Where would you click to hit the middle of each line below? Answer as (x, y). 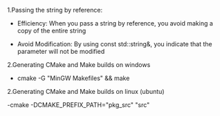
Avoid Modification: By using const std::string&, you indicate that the (114, 44)
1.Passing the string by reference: (55, 10)
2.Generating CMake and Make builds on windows (79, 65)
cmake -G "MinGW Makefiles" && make (73, 78)
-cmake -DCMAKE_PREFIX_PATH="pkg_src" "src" (79, 105)
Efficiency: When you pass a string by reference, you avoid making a (115, 23)
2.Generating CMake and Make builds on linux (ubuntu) (86, 91)
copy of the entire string (52, 31)
